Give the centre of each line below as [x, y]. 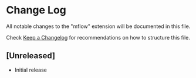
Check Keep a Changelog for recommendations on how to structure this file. [98, 37]
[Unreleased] [31, 56]
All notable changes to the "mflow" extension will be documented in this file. [98, 26]
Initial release [31, 70]
